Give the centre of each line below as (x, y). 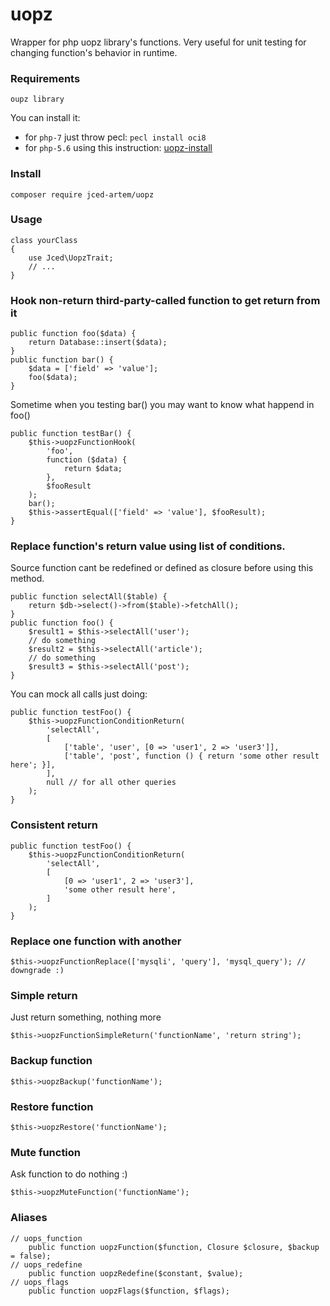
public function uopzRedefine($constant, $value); (136, 1273)
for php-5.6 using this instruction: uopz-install (118, 148)
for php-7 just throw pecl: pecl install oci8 (115, 137)
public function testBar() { (71, 434)
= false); (31, 1256)
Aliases (29, 1218)
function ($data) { (87, 460)
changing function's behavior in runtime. (94, 52)
